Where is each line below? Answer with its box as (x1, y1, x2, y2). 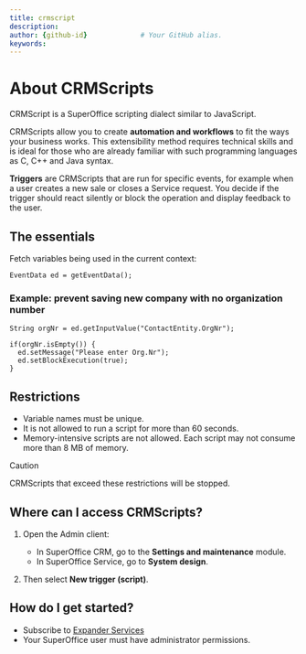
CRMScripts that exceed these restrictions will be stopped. (9, 477, 231, 489)
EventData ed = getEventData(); (9, 271, 132, 280)
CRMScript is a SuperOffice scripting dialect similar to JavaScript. (9, 109, 257, 120)
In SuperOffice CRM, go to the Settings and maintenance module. (36, 546, 287, 557)
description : (9, 22, 59, 31)
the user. (9, 202, 43, 213)
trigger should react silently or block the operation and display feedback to (9, 193, 290, 204)
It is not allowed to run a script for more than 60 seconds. (22, 423, 239, 434)
